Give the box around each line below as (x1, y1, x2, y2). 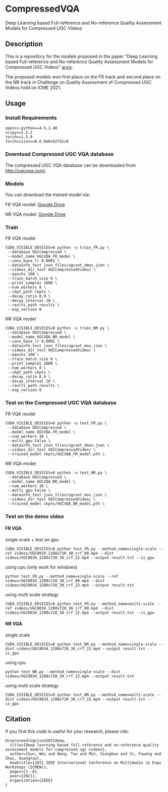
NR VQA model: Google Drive (5, 211, 66, 217)
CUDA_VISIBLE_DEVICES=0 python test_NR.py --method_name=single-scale (5, 641, 157, 647)
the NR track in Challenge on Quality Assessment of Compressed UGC (5, 79, 152, 85)
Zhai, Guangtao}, (5, 756, 42, 761)
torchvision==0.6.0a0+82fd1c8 (5, 139, 69, 144)
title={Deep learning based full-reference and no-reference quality (10, 742, 159, 748)
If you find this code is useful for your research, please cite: (5, 728, 129, 734)
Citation (5, 715, 31, 723)
